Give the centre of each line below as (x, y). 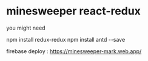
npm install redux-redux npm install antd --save (66, 39)
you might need (26, 28)
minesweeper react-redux (74, 11)
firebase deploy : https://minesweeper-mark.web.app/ (74, 51)
